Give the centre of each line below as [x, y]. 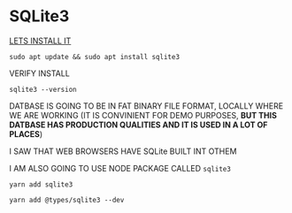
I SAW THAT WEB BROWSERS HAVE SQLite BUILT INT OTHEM [123, 151]
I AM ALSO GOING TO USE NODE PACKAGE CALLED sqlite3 [120, 168]
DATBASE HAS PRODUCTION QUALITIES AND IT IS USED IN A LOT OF [138, 125]
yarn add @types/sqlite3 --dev [67, 200]
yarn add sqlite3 [41, 184]
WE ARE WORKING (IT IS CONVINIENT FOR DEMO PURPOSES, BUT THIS [143, 115]
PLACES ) [26, 133]
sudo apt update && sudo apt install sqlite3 [94, 57]
